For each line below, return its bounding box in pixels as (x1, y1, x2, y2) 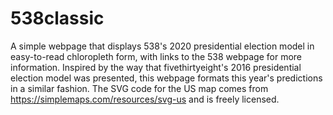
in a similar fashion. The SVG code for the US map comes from (10, 82, 269, 94)
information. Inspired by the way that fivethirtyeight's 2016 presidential (10, 61, 302, 73)
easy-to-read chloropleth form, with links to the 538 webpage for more (10, 50, 303, 62)
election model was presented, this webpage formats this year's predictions (10, 72, 323, 84)
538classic (10, 7, 105, 30)
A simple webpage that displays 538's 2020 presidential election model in (10, 40, 315, 52)
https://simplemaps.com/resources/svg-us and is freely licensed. (10, 93, 280, 105)
